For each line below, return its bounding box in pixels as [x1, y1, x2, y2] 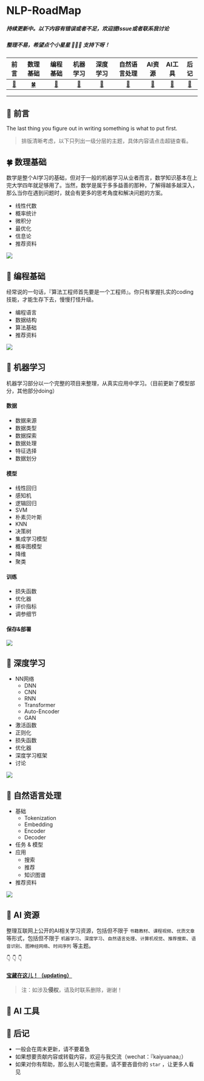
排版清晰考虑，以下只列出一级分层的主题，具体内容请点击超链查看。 [21, 137, 192, 144]
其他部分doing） [16, 387, 58, 395]
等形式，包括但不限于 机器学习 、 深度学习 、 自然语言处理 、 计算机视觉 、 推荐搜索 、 [6, 935, 192, 942]
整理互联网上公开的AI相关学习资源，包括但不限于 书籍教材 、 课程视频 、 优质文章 [6, 927, 195, 935]
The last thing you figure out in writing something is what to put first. [6, 125, 178, 132]
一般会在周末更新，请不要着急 [15, 1045, 90, 1053]
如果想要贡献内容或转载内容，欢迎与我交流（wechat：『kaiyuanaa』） [15, 1053, 187, 1060]
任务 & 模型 [15, 841, 44, 849]
